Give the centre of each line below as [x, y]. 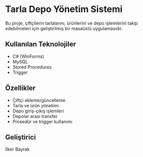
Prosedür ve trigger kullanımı [42, 121]
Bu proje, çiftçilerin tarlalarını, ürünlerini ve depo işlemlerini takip [71, 23]
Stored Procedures [32, 67]
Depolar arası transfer [35, 116]
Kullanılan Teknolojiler [41, 44]
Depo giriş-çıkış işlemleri [38, 111]
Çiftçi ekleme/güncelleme [39, 100]
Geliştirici [21, 137]
